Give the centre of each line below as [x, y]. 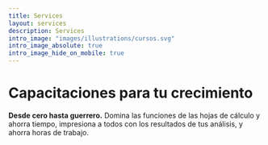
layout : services [38, 23]
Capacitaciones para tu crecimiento [131, 93]
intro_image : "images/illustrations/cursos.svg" [92, 38]
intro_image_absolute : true [56, 46]
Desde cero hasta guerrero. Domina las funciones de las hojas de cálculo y [134, 115]
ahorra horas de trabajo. [48, 132]
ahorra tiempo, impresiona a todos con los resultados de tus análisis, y [126, 124]
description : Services [46, 31]
